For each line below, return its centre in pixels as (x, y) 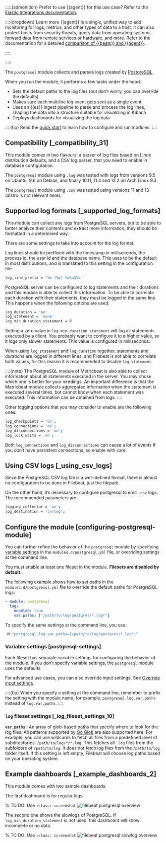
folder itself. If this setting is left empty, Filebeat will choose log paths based (83, 753)
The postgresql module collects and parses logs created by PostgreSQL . (80, 72)
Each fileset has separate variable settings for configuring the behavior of (80, 657)
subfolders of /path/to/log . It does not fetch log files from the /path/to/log (83, 748)
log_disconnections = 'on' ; (34, 431)
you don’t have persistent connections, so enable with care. (66, 450)
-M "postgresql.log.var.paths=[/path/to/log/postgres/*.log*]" (72, 634)
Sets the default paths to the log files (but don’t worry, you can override (85, 91)
